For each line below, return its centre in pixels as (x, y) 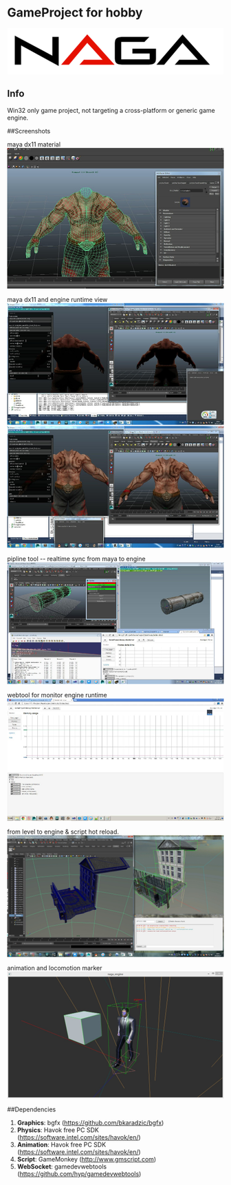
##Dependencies (32, 1109)
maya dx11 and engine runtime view (57, 299)
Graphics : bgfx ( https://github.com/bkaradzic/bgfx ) (90, 1122)
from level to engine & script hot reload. (63, 831)
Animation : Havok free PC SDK (62, 1144)
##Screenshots (29, 131)
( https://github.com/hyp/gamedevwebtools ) (79, 1173)
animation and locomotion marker (55, 968)
